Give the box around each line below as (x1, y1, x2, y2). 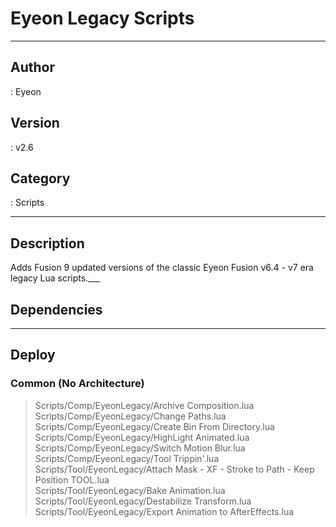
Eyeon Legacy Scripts (10, 7, 195, 30)
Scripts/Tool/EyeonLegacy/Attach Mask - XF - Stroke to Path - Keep (34, 463, 315, 475)
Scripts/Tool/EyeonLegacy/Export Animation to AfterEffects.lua (34, 505, 295, 517)
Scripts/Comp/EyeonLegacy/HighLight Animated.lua (34, 431, 250, 443)
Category (10, 170, 71, 187)
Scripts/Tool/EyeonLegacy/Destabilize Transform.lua (34, 495, 252, 507)
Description (10, 235, 85, 252)
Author (10, 59, 55, 76)
